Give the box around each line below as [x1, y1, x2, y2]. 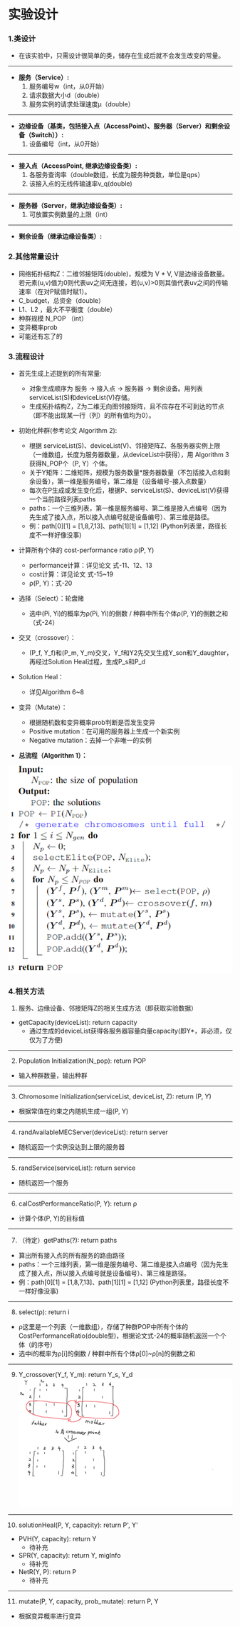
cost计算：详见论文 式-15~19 [28, 570, 113, 579]
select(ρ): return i [18, 1308, 70, 1316]
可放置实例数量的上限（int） [28, 210, 112, 219]
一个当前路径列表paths [28, 495, 96, 504]
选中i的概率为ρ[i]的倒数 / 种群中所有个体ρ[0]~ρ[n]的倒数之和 [18, 1349, 196, 1358]
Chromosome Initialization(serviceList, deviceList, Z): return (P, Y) [18, 1092, 212, 1101]
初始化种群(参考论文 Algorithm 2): [18, 426, 118, 435]
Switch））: [31, 131, 64, 139]
